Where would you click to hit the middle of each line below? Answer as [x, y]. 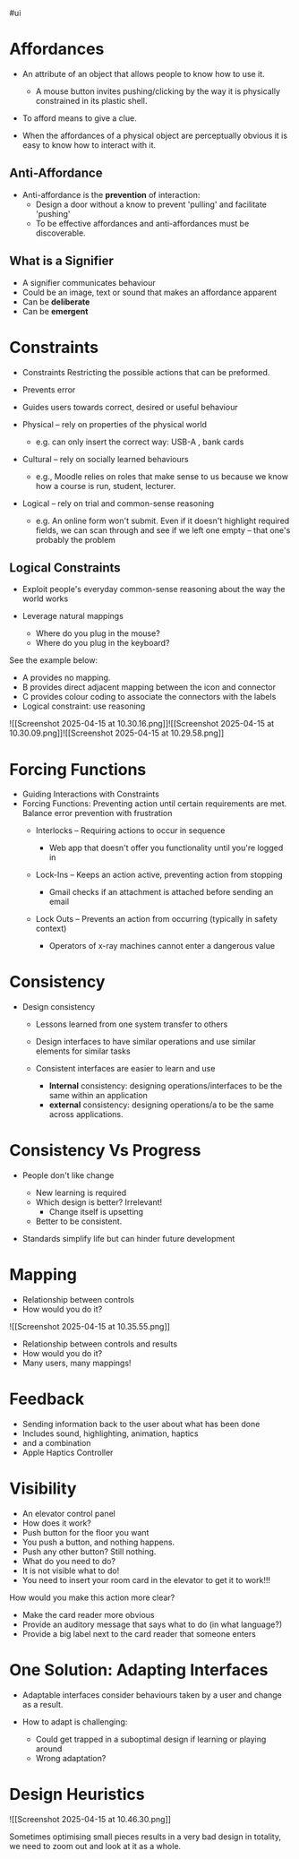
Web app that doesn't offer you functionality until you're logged [166, 848]
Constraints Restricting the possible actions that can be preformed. [146, 372]
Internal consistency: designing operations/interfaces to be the [166, 1086]
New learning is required [81, 1193]
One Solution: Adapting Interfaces [139, 1670]
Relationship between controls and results [99, 1344]
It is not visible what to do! [71, 1571]
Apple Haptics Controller [68, 1452]
